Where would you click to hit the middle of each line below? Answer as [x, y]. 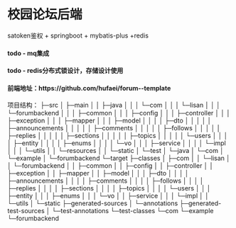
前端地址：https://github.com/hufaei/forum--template [89, 88]
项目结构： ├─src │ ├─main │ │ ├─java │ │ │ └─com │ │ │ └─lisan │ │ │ [114, 105]
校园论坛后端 [45, 15]
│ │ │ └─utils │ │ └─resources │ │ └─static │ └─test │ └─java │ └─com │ [116, 151]
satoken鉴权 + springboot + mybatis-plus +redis [78, 35]
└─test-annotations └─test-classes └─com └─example [133, 211]
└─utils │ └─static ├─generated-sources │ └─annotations [93, 203]
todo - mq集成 [28, 53]
